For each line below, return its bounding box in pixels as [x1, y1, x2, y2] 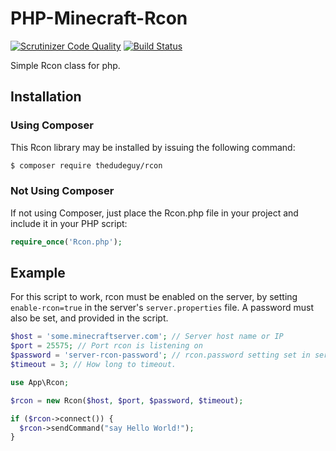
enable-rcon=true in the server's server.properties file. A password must [10, 302, 314, 314]
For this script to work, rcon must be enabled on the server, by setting [10, 291, 298, 303]
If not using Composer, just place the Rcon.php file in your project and [10, 207, 299, 219]
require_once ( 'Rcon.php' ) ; [10, 237, 123, 247]
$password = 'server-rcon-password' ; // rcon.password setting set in [10, 350, 311, 361]
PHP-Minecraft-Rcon [10, 7, 188, 30]
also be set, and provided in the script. [10, 312, 169, 324]
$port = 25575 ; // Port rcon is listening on [10, 341, 203, 351]
